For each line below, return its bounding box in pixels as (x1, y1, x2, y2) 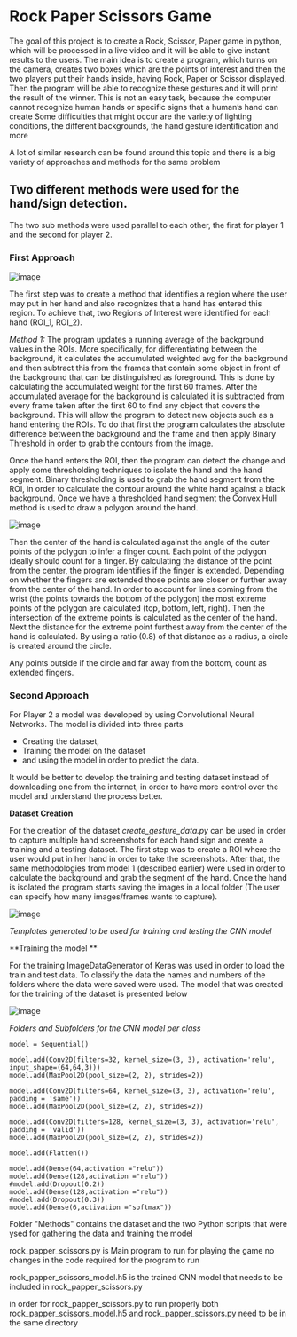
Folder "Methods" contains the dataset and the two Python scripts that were (9, 1219, 288, 1230)
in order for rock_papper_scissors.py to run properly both (9, 1299, 219, 1309)
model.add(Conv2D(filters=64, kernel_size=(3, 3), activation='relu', (9, 1087, 276, 1096)
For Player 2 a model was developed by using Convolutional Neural (9, 709, 254, 720)
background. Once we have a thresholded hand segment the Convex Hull (9, 493, 277, 503)
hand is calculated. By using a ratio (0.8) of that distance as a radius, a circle (9, 631, 289, 642)
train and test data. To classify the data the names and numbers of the (9, 969, 266, 980)
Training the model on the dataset (21, 746, 146, 756)
